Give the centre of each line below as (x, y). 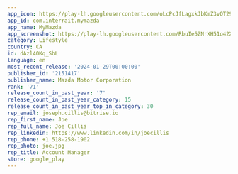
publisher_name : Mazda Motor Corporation (69, 80)
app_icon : (22, 14)
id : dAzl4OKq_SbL (33, 54)
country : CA (25, 47)
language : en (27, 60)
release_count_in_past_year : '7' (57, 93)
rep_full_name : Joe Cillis (47, 126)
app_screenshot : (31, 34)
